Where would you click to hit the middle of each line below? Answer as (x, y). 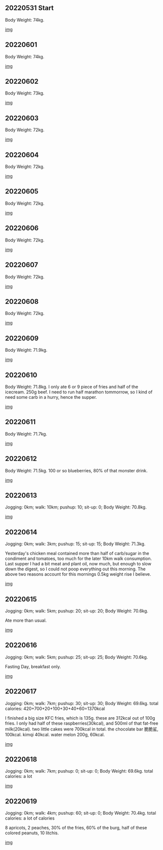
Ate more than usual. (26, 620)
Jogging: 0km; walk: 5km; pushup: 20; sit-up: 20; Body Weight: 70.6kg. (77, 611)
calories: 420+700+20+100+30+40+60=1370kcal (55, 708)
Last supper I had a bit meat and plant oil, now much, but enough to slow (78, 564)
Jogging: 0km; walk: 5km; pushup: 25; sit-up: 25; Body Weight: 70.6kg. (76, 657)
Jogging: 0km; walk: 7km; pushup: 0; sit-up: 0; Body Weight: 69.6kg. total (79, 771)
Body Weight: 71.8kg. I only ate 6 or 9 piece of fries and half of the (71, 387)
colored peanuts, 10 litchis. (32, 833)
